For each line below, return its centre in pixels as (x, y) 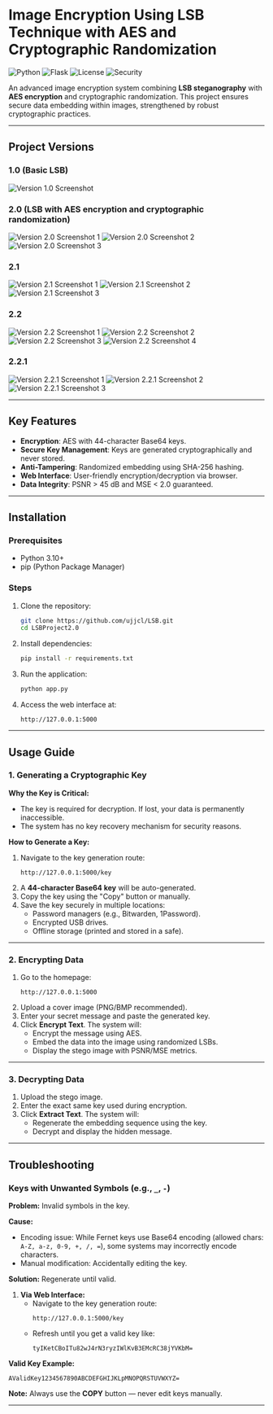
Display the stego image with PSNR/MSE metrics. (115, 1051)
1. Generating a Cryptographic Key (78, 775)
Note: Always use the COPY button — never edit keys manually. (115, 1394)
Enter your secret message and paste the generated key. (115, 1016)
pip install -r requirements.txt (77, 659)
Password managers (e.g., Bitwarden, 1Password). (116, 913)
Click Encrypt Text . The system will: (81, 1025)
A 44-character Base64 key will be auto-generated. (108, 887)
